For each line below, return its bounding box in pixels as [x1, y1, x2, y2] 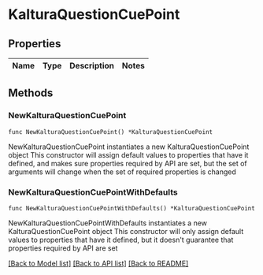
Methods [8, 87, 54, 100]
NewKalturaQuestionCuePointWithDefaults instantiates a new [8, 218, 207, 228]
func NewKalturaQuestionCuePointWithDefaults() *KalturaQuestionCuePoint [8, 204, 256, 212]
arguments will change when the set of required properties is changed [8, 167, 236, 177]
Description [69, 61, 114, 71]
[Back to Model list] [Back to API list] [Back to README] [8, 258, 189, 268]
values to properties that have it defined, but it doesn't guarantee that [8, 235, 234, 244]
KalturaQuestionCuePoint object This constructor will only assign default [8, 226, 244, 236]
